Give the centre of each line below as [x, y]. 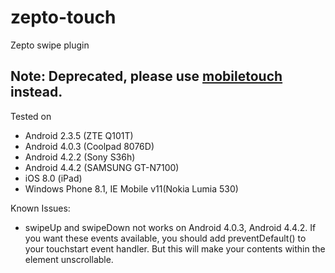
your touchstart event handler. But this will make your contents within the [175, 248]
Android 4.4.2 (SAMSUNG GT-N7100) [102, 167]
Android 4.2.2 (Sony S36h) [80, 157]
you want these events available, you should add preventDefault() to [165, 238]
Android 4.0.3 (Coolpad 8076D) [89, 146]
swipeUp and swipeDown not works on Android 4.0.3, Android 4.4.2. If [170, 227]
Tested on [31, 116]
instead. [36, 92]
